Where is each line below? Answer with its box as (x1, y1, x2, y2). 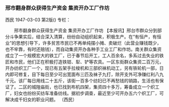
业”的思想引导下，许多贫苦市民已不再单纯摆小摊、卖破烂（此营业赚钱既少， (5, 40, 162, 46)
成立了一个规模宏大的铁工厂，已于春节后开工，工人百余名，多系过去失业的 (5, 53, 159, 59)
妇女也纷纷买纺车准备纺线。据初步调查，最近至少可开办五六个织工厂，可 (14, 90, 164, 96)
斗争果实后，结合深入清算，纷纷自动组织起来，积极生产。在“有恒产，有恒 (9, 34, 162, 40)
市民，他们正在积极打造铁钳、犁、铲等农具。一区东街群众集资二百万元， (14, 59, 164, 65)
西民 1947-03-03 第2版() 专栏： (5, 17, 71, 23)
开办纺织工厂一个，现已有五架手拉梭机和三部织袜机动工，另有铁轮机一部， (5, 65, 159, 71)
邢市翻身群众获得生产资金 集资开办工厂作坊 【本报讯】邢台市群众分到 (14, 28, 157, 34)
